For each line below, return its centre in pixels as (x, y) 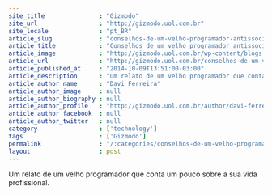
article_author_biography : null (65, 99)
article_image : (56, 53)
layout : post (65, 151)
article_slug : (56, 38)
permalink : (56, 144)
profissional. (29, 183)
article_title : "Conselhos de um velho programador (119, 46)
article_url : (56, 61)
